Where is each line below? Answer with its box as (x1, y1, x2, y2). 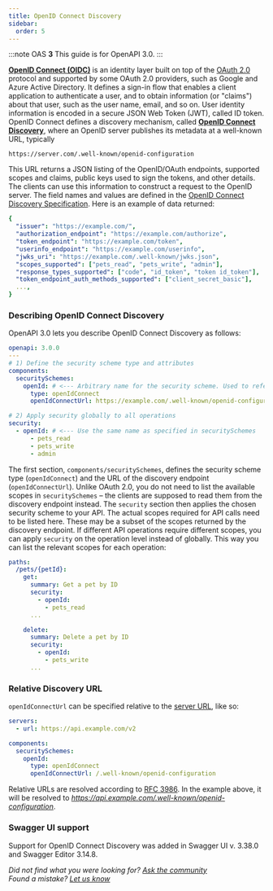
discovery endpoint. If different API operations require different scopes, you (8, 525, 262, 534)
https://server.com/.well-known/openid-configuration (8, 150, 195, 159)
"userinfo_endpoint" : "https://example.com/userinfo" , (15, 245, 206, 253)
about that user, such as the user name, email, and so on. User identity (8, 99, 245, 110)
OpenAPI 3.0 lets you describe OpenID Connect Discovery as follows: (8, 328, 241, 338)
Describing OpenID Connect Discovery (8, 309, 165, 321)
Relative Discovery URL (8, 683, 103, 694)
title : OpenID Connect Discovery (8, 11, 122, 20)
